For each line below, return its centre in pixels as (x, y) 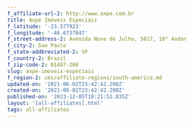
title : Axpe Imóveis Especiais (52, 20)
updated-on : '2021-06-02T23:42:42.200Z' (66, 84)
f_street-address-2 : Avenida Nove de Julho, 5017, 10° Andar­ (97, 39)
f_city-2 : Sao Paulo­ (37, 45)
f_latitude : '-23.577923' (44, 26)
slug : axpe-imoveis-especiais (51, 71)
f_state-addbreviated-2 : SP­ (48, 52)
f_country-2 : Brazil (37, 59)
